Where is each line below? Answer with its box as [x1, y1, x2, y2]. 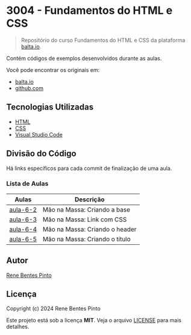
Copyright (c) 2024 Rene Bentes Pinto [6, 305, 101, 312]
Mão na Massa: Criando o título [42, 235, 131, 243]
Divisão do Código [6, 149, 77, 159]
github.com [14, 84, 44, 91]
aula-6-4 [9, 225, 37, 233]
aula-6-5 [9, 235, 37, 243]
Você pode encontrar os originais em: [6, 66, 100, 73]
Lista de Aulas [6, 180, 49, 188]
